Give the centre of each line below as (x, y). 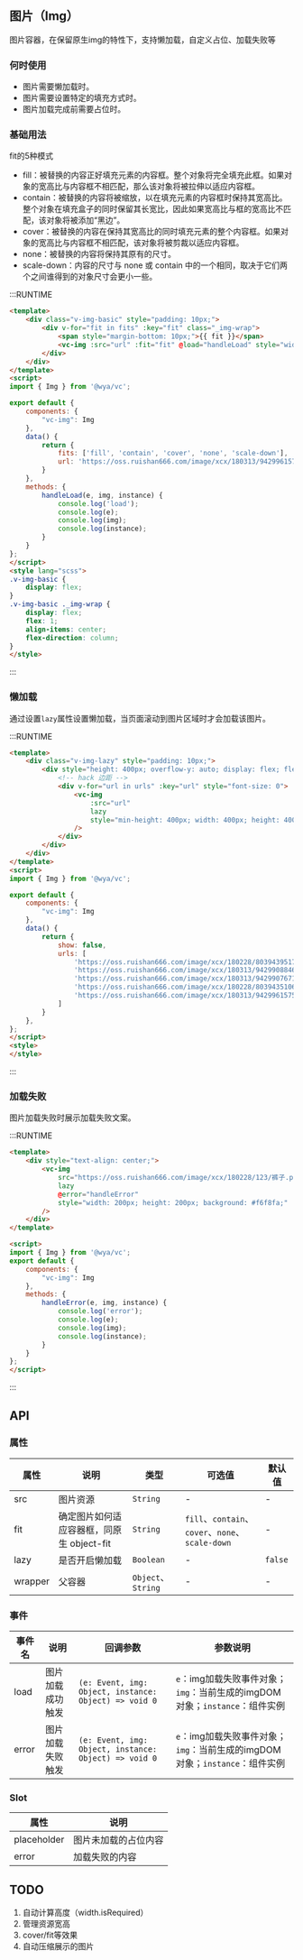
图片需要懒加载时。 (58, 87)
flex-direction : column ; (72, 638)
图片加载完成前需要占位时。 (74, 109)
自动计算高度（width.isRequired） (85, 1913)
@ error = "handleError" (98, 1194)
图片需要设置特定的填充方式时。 (82, 98)
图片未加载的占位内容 (119, 1840)
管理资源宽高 (46, 1924)
